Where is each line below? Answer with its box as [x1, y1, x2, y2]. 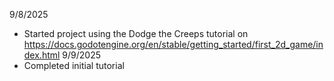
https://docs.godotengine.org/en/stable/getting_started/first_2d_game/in [23, 39, 324, 50]
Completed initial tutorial [23, 60, 125, 71]
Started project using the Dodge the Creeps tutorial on [23, 28, 249, 39]
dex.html [23, 49, 61, 61]
